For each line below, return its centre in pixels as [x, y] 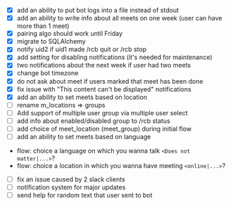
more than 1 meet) [43, 26]
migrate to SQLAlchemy [51, 41]
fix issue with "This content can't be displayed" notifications [104, 89]
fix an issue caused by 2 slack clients [71, 179]
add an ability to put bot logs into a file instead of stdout [98, 10]
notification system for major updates [71, 187]
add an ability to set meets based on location [82, 97]
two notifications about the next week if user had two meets [104, 65]
